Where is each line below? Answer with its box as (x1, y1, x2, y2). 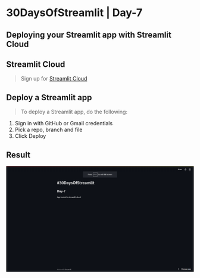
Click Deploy (14, 132, 46, 140)
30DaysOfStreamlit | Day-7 (6, 6, 143, 20)
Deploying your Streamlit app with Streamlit (6, 30, 171, 40)
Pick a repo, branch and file (14, 126, 83, 134)
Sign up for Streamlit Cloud (20, 75, 87, 82)
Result (6, 150, 31, 160)
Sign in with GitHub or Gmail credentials (14, 120, 113, 127)
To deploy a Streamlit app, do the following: (20, 108, 128, 116)
